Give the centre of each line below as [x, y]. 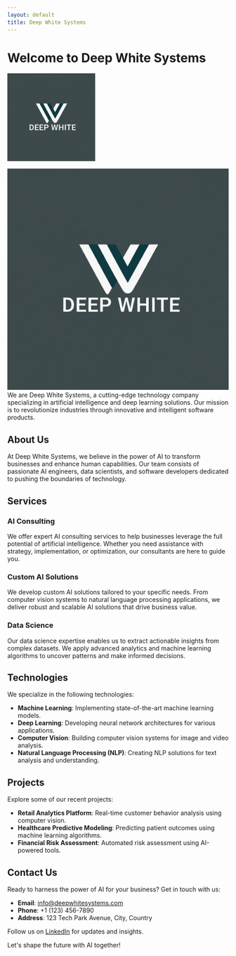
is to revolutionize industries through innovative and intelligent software [111, 410]
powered [30, 851]
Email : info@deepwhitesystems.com [70, 903]
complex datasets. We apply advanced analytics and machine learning [110, 648]
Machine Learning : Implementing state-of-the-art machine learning [116, 708]
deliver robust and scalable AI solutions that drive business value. [102, 607]
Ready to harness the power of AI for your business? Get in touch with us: [114, 889]
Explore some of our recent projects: [60, 799]
